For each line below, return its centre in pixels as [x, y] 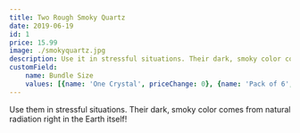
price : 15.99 [33, 42]
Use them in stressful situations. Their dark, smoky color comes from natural [150, 109]
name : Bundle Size [59, 76]
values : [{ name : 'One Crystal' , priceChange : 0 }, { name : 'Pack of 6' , [159, 84]
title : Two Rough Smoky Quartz [67, 17]
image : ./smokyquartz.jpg [57, 51]
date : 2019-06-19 [42, 26]
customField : [33, 68]
